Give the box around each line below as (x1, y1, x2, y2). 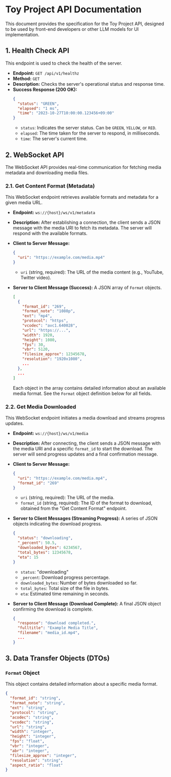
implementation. (5, 31, 40, 37)
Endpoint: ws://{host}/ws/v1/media (12, 430, 89, 436)
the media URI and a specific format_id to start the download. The (12, 445, 153, 451)
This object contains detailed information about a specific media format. (5, 681, 158, 687)
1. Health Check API (5, 46, 69, 55)
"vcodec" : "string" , (10, 719, 54, 725)
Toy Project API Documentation (5, 4, 142, 15)
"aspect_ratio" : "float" (10, 763, 63, 768)
